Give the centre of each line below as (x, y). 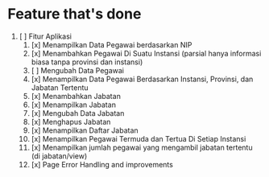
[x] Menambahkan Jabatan (76, 96)
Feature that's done (74, 14)
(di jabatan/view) (59, 156)
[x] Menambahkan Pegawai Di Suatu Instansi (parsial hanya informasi (146, 53)
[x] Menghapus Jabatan (71, 121)
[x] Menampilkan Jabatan (73, 105)
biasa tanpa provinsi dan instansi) (87, 62)
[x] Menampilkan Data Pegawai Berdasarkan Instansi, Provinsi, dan (142, 79)
